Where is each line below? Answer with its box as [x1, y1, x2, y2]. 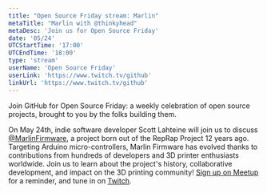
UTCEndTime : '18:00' [8, 49, 78, 57]
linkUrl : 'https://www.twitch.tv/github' [8, 78, 149, 86]
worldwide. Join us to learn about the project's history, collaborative [8, 159, 233, 168]
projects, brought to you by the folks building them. [8, 109, 177, 119]
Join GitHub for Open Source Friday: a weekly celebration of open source [8, 101, 250, 111]
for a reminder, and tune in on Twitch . [8, 175, 132, 185]
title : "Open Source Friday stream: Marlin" [8, 11, 159, 20]
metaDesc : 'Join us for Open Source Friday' [8, 26, 159, 34]
